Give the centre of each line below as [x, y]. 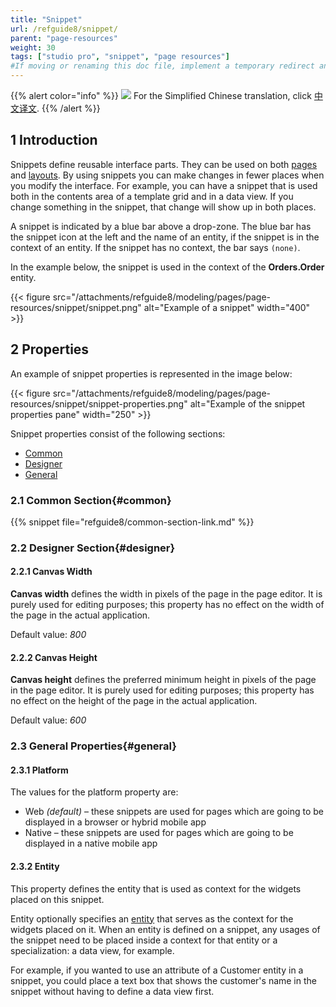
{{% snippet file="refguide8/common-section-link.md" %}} [132, 522]
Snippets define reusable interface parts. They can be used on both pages [164, 164]
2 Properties [50, 349]
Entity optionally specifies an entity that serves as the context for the [152, 918]
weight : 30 [33, 47]
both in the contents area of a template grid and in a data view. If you [152, 196]
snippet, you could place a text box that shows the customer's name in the [163, 980]
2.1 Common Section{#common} [91, 500]
